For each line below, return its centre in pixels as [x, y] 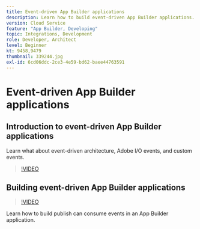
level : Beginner [26, 46]
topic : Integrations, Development [50, 34]
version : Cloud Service [36, 23]
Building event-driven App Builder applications [96, 187]
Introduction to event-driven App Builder [84, 127]
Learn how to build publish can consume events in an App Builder [87, 213]
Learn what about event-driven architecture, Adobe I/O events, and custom [99, 150]
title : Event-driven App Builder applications [65, 12]
